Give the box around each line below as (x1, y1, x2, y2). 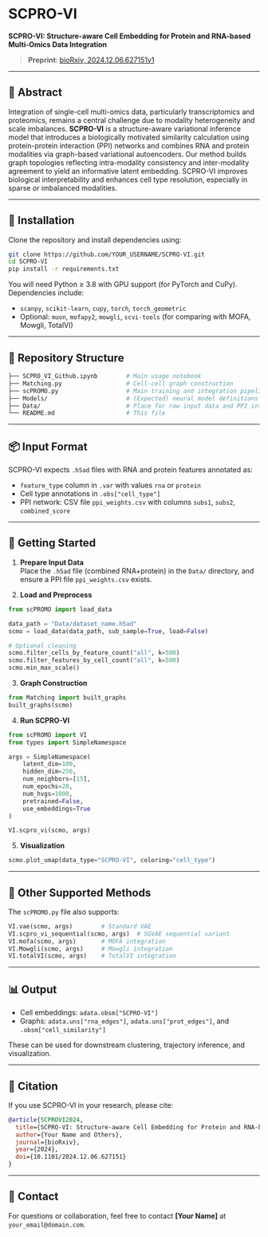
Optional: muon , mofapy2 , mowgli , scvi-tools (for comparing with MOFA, (19, 312, 251, 321)
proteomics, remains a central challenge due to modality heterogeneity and (8, 115, 255, 124)
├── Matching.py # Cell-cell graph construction (8, 380, 234, 388)
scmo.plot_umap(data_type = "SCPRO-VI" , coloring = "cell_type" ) (8, 857, 216, 865)
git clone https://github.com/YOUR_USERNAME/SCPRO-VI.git (8, 250, 205, 258)
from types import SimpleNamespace (8, 739, 127, 747)
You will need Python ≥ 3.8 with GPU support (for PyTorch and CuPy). (8, 280, 238, 290)
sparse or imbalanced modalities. (8, 183, 118, 192)
